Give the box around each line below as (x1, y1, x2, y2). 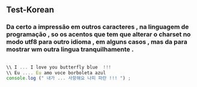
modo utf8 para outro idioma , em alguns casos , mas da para (6, 38, 187, 46)
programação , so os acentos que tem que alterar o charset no (6, 30, 191, 38)
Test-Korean (6, 5, 54, 15)
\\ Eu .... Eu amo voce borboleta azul (6, 70, 106, 76)
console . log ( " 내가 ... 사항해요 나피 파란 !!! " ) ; (6, 75, 131, 82)
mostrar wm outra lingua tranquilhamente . (6, 45, 134, 53)
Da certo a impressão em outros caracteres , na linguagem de (6, 23, 189, 31)
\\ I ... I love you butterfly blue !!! (6, 64, 112, 70)
